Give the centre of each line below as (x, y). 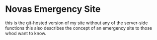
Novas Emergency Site (53, 9)
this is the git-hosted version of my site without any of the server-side (77, 23)
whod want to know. (26, 33)
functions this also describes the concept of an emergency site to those (79, 28)
